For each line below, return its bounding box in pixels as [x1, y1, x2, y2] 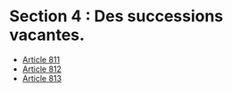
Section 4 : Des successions [9, 6, 224, 27]
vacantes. [9, 25, 85, 45]
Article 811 [21, 54, 61, 65]
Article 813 [21, 73, 62, 83]
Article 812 [21, 64, 62, 74]
